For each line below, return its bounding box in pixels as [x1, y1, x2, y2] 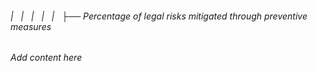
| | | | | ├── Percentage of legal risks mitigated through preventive [10, 10, 308, 22]
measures [10, 20, 52, 32]
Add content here [10, 52, 83, 64]
